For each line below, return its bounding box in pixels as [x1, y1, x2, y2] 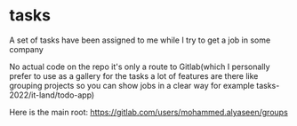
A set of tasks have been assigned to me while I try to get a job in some [9, 35, 271, 45]
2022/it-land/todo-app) [9, 90, 95, 100]
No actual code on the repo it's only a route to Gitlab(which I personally [9, 61, 270, 72]
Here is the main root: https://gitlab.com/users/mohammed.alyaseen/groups [9, 106, 289, 117]
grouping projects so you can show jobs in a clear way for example [9, 80, 255, 91]
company [9, 43, 44, 54]
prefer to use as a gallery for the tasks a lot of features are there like [9, 70, 259, 81]
